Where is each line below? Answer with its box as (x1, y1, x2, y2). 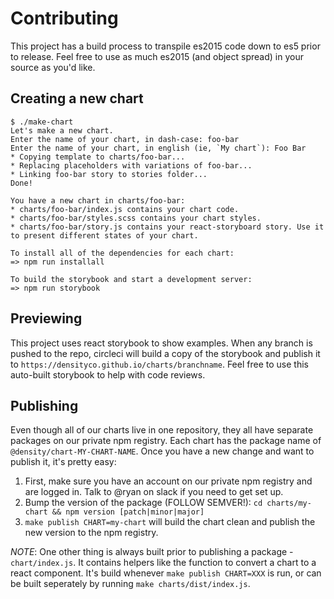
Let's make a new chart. (10, 125, 114, 136)
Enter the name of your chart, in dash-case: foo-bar (10, 134, 240, 144)
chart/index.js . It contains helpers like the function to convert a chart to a (10, 557, 317, 569)
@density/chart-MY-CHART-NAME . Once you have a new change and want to (10, 445, 315, 457)
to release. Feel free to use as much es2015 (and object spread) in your (10, 50, 304, 62)
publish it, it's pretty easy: (10, 456, 117, 468)
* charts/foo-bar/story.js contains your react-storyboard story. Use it (10, 222, 325, 232)
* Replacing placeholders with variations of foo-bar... (10, 160, 253, 171)
